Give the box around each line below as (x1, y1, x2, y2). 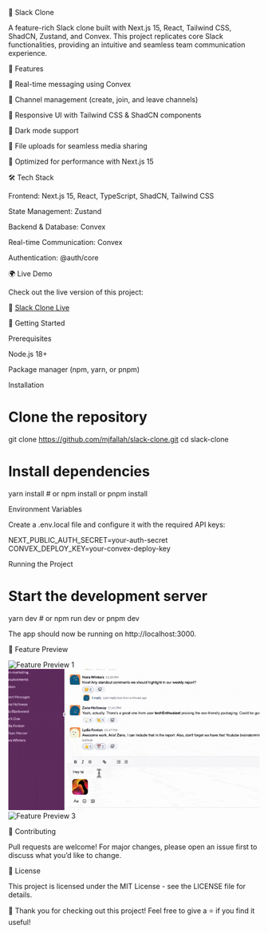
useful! (8, 918, 31, 927)
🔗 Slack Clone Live (8, 303, 70, 312)
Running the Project (8, 559, 73, 568)
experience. (8, 49, 48, 57)
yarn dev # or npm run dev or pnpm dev (8, 613, 140, 623)
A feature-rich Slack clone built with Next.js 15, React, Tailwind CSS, (8, 23, 232, 32)
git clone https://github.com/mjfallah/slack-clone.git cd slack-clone (8, 434, 229, 444)
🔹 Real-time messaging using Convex (8, 80, 132, 89)
